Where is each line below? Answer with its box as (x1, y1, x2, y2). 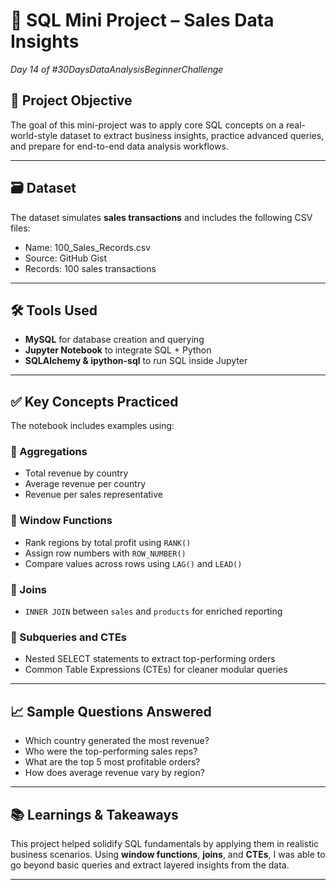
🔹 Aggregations (10, 445, 88, 459)
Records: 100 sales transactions (24, 262, 157, 274)
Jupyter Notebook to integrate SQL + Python (24, 344, 212, 356)
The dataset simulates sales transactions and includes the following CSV (10, 211, 313, 223)
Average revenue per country (24, 478, 147, 490)
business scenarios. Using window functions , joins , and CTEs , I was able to (10, 849, 326, 860)
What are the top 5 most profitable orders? (24, 756, 201, 768)
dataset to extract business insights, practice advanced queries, (59, 129, 325, 141)
